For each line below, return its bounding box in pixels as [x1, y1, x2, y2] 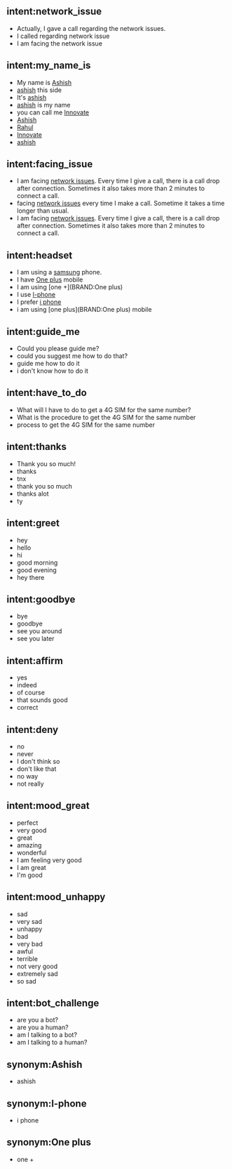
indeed [16, 681, 37, 689]
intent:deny [6, 723, 59, 736]
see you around [16, 627, 62, 635]
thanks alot [16, 489, 50, 498]
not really [16, 779, 44, 788]
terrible [16, 954, 38, 963]
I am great [16, 863, 46, 871]
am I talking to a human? [16, 1038, 88, 1047]
